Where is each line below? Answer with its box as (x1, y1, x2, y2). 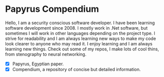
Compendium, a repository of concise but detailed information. (12, 67, 141, 72)
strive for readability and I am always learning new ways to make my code (5, 36, 156, 41)
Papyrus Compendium (5, 3, 99, 15)
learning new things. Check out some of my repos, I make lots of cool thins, (5, 46, 160, 52)
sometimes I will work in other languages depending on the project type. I (5, 30, 155, 36)
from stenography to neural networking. (5, 51, 87, 57)
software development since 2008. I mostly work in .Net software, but (5, 25, 148, 31)
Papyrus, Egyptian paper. (12, 61, 64, 67)
